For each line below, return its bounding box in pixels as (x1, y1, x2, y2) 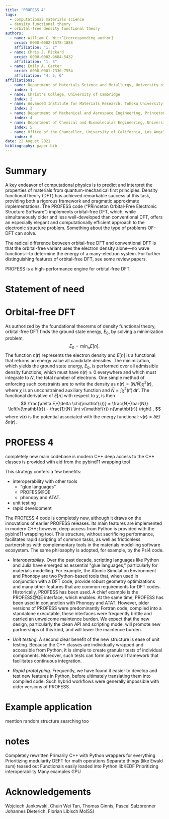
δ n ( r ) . (5, 419, 17, 425)
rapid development (12, 505, 52, 511)
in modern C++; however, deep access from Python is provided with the (5, 525, 155, 531)
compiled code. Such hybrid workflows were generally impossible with (12, 678, 159, 684)
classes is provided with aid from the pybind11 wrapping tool (5, 459, 130, 465)
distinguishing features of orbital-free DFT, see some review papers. (5, 256, 147, 262)
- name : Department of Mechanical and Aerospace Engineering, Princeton (10, 111, 165, 116)
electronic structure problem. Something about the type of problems (5, 225, 147, 231)
